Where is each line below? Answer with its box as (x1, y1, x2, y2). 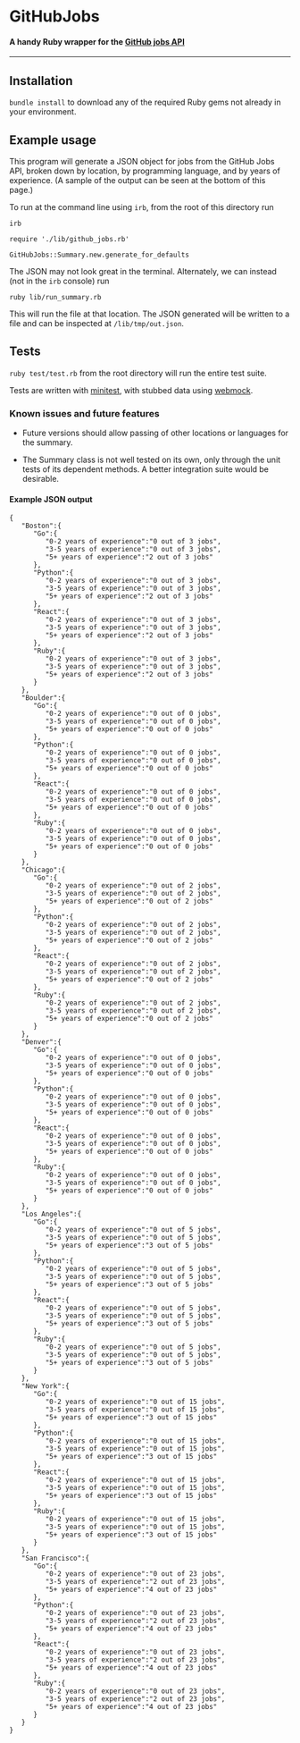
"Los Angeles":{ (21, 1209, 82, 1219)
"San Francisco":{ (21, 1554, 90, 1563)
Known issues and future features (9, 407, 160, 419)
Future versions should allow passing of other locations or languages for (21, 427, 288, 439)
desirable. (21, 474, 60, 484)
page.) (9, 185, 34, 196)
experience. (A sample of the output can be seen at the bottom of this (9, 175, 266, 186)
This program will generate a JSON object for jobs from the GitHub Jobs (9, 156, 275, 167)
